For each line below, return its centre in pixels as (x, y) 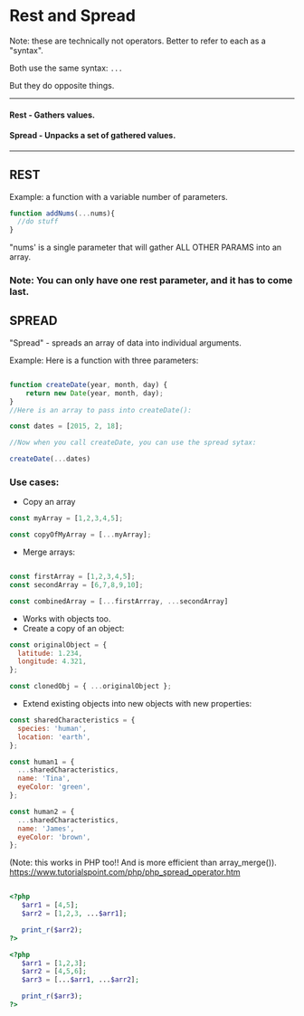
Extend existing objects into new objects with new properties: (137, 704)
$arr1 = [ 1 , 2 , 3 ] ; (54, 963)
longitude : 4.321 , (52, 661)
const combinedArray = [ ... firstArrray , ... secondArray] (119, 601)
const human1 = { (42, 762)
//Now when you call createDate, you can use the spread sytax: (133, 443)
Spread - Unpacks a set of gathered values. (93, 136)
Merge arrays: (48, 552)
